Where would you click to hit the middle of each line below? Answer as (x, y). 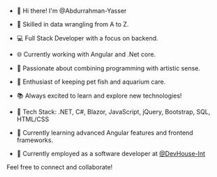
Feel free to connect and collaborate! (60, 167)
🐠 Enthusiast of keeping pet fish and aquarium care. (91, 82)
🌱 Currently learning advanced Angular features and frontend (105, 133)
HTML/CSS (33, 119)
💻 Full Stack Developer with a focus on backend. (87, 38)
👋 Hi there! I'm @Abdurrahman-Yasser (72, 11)
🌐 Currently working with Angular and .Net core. (86, 54)
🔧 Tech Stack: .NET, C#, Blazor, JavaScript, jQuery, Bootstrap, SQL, (113, 112)
